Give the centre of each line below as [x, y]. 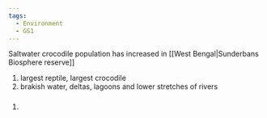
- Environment [39, 23]
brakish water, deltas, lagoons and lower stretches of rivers [119, 86]
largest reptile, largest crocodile [73, 78]
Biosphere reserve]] [42, 62]
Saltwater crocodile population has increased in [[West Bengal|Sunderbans [133, 54]
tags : [17, 16]
